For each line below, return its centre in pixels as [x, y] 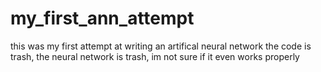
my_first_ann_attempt [102, 18]
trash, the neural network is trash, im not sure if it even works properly [155, 56]
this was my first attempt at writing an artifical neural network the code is [161, 46]
